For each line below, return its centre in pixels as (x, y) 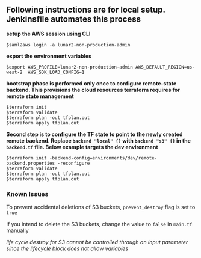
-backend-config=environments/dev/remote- (103, 158)
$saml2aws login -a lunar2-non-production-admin (68, 45)
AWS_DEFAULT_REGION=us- (165, 67)
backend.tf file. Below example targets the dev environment (82, 147)
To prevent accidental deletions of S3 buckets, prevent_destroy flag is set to (101, 207)
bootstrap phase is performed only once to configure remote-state (91, 83)
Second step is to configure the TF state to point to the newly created (94, 134)
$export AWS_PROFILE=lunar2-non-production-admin (70, 67)
